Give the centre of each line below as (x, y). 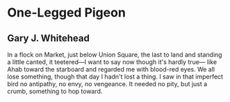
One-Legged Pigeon (67, 13)
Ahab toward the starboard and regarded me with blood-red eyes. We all (111, 69)
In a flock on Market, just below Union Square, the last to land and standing (115, 54)
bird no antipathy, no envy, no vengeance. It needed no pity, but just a (107, 84)
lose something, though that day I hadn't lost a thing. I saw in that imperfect (115, 76)
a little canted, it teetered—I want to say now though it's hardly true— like (112, 62)
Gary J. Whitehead (49, 38)
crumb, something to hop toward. (55, 91)
